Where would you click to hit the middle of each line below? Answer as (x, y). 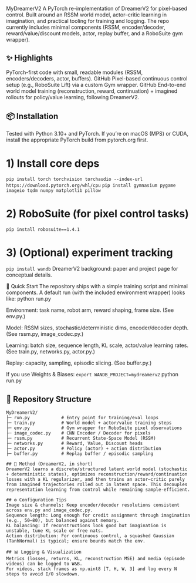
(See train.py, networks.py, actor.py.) (51, 352)
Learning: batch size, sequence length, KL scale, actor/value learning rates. (97, 345)
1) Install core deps (53, 163)
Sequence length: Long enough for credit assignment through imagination (98, 515)
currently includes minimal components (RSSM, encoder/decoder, (86, 27)
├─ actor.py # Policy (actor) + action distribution (84, 449)
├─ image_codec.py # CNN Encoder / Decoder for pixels (78, 433)
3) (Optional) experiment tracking (89, 252)
